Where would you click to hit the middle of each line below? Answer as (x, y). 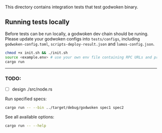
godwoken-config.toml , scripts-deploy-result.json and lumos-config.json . (80, 44)
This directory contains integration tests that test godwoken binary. (72, 7)
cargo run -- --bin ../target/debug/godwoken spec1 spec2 (64, 107)
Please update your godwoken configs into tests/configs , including (72, 39)
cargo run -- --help (26, 126)
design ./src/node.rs (32, 89)
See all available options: (30, 117)
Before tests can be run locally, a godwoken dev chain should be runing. (77, 34)
